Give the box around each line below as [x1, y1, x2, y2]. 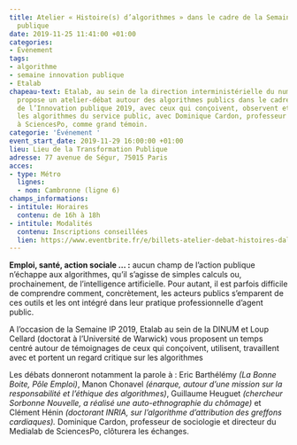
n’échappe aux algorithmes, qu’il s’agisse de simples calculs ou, [9, 269, 242, 280]
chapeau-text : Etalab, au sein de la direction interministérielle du [9, 87, 275, 96]
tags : [9, 54, 29, 63]
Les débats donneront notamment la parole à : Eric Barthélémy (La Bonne [9, 370, 277, 380]
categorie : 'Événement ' [9, 129, 101, 137]
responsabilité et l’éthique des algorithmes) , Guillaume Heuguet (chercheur [9, 388, 283, 399]
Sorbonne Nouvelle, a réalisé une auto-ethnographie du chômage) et [9, 398, 262, 409]
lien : [17, 236, 38, 245]
